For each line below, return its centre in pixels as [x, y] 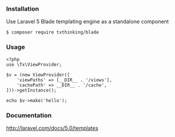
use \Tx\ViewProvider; [34, 64]
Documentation [29, 115]
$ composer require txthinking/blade [53, 32]
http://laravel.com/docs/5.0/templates [52, 128]
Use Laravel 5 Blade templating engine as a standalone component [87, 22]
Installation [23, 9]
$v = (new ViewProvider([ [38, 75]
